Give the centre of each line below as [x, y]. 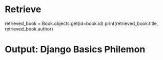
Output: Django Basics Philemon [75, 50]
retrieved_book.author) [29, 28]
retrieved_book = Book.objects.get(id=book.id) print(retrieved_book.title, [81, 23]
